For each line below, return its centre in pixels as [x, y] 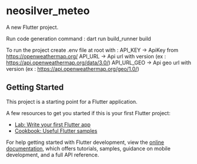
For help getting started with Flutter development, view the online [85, 142]
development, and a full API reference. [53, 155]
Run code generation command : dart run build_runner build [79, 38]
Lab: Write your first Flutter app [53, 124]
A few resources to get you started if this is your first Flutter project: [88, 113]
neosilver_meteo [48, 11]
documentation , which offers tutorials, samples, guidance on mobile [88, 148]
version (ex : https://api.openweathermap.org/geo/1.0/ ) [73, 68]
